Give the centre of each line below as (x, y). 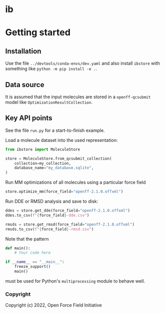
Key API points (29, 118)
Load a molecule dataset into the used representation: (61, 140)
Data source (25, 85)
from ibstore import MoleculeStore (43, 149)
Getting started (38, 33)
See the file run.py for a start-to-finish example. (55, 130)
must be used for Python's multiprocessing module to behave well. (75, 281)
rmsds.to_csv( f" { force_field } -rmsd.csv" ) (50, 229)
